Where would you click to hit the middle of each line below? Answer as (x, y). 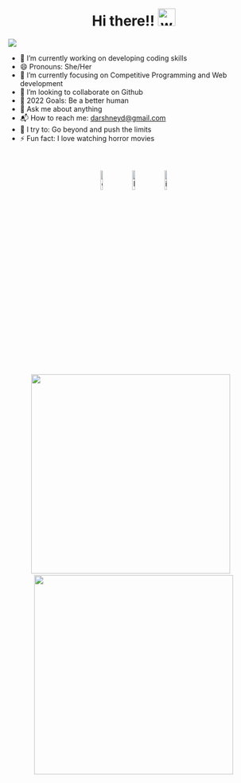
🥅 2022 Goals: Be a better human (74, 100)
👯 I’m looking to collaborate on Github (81, 92)
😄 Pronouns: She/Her (56, 66)
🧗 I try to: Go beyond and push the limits (86, 129)
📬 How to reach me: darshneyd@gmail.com (93, 118)
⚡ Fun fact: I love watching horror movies (87, 138)
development (41, 83)
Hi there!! (123, 21)
